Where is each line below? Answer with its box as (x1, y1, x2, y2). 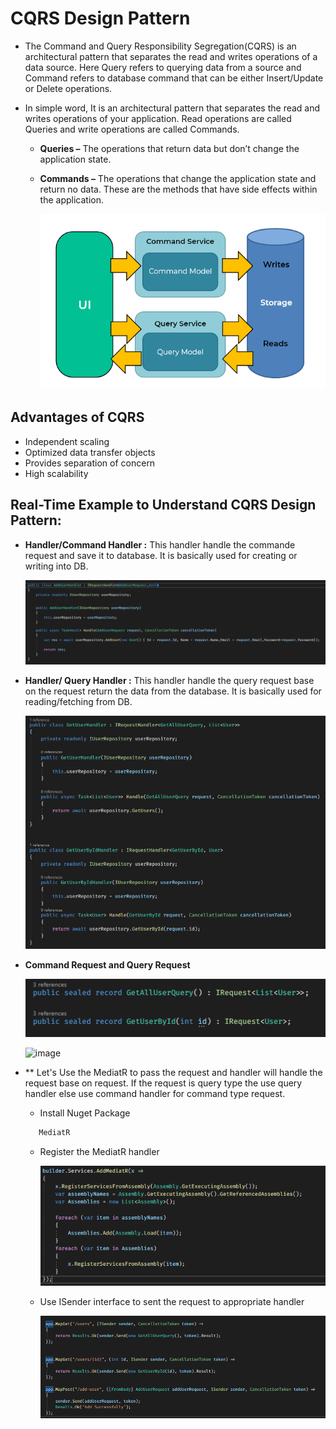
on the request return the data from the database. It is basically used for (24, 685, 322, 697)
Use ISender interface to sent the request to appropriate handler (39, 1295, 305, 1307)
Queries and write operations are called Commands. (24, 123, 240, 135)
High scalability (24, 467, 89, 479)
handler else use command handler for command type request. (24, 1088, 286, 1100)
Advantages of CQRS (10, 409, 145, 426)
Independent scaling (24, 435, 110, 447)
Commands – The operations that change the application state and (39, 172, 317, 184)
